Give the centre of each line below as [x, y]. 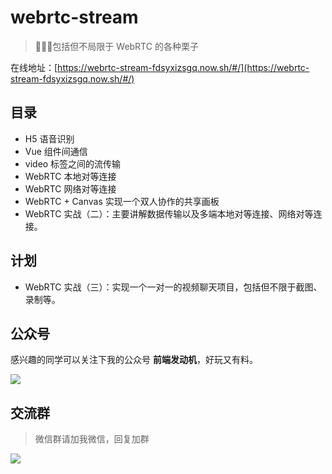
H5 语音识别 [49, 138]
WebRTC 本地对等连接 [70, 176]
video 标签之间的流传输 [73, 163]
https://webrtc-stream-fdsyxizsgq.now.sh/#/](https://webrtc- [183, 67]
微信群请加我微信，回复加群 [92, 439]
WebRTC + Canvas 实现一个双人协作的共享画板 [122, 201]
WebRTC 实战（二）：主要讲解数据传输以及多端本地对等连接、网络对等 [169, 213]
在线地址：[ [34, 67]
